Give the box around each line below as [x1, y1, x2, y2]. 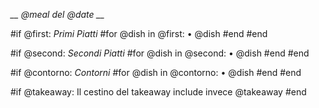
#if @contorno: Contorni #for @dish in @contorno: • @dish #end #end [10, 67, 302, 78]
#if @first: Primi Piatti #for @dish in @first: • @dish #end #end [10, 28, 268, 39]
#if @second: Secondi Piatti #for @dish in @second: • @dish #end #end [10, 47, 310, 59]
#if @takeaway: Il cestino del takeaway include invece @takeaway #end [10, 86, 307, 98]
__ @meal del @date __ [10, 9, 105, 20]
